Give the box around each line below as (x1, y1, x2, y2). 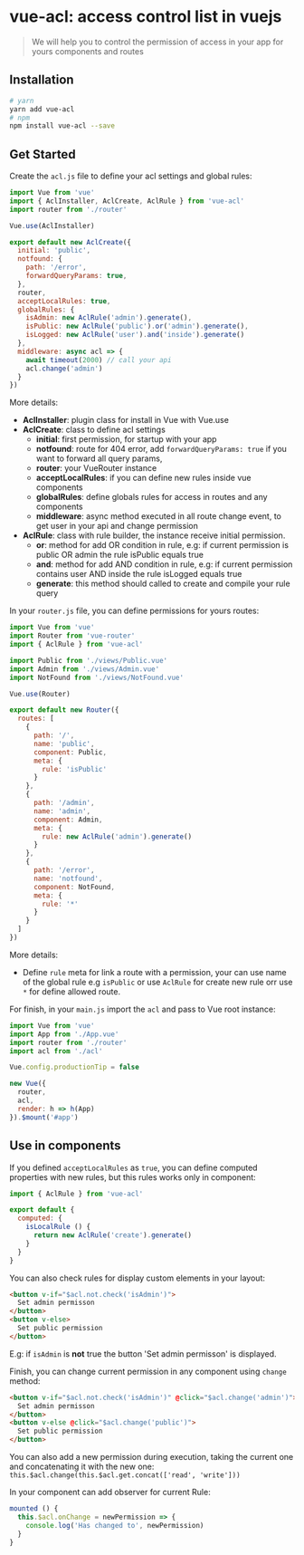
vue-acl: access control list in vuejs (9, 6, 282, 27)
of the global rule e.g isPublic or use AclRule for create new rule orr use (22, 976, 293, 987)
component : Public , (33, 747, 107, 757)
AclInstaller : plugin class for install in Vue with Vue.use (22, 415, 229, 426)
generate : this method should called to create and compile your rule (35, 578, 291, 590)
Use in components (9, 1138, 121, 1154)
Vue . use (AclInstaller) (9, 221, 95, 230)
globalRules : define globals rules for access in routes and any (35, 492, 269, 503)
